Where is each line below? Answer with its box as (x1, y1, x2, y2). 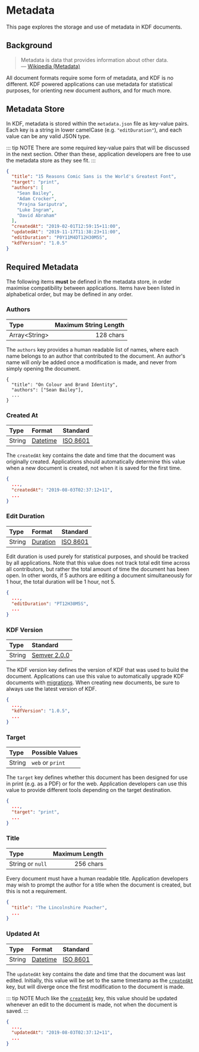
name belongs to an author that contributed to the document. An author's (6, 352, 186, 359)
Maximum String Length (54, 321, 125, 329)
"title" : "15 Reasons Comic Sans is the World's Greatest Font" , (11, 174, 177, 180)
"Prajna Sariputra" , (17, 201, 68, 207)
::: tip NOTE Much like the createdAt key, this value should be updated (6, 994, 178, 1001)
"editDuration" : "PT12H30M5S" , (11, 600, 89, 607)
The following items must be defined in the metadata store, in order (6, 278, 172, 285)
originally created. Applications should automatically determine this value (6, 458, 185, 465)
